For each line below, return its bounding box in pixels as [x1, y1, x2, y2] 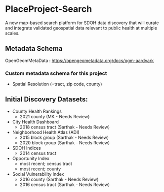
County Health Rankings [12, 108, 62, 114]
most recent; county [19, 166, 61, 172]
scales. [5, 30, 20, 36]
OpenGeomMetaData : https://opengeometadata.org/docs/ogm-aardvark [5, 58, 154, 64]
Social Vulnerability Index [12, 171, 64, 177]
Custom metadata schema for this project [5, 70, 107, 77]
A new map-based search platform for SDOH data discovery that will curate [5, 20, 159, 26]
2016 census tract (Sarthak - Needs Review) [19, 181, 110, 188]
